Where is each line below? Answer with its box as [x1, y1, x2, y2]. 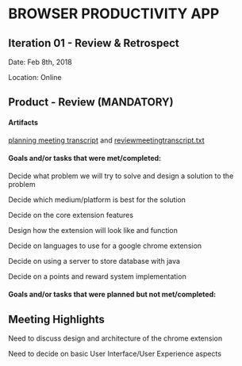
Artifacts [8, 117, 38, 127]
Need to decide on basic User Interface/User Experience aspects [8, 349, 222, 359]
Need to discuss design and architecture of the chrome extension [8, 334, 223, 343]
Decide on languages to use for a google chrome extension [8, 241, 202, 250]
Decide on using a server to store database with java [8, 256, 181, 265]
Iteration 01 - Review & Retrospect [8, 36, 180, 50]
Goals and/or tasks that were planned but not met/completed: [8, 290, 217, 299]
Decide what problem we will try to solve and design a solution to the [8, 171, 234, 181]
